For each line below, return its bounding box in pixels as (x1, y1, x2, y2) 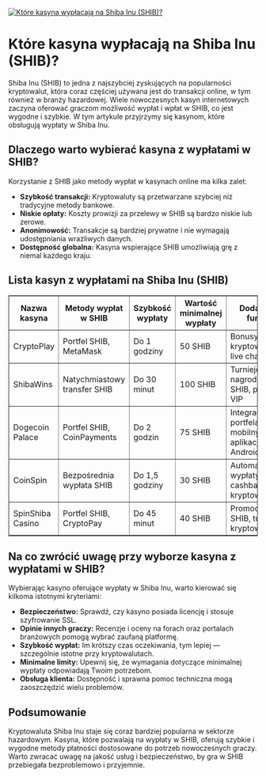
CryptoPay (63, 517, 103, 529)
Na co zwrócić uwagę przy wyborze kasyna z (8, 550, 237, 563)
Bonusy (230, 331, 259, 342)
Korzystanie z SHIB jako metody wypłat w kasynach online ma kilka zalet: (8, 176, 248, 186)
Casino (13, 517, 40, 529)
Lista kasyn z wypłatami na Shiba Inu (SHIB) (8, 274, 229, 287)
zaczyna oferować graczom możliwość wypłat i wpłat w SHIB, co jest (8, 103, 234, 112)
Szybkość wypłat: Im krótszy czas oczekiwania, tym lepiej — (19, 641, 220, 650)
